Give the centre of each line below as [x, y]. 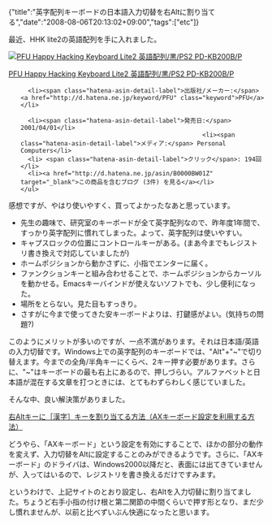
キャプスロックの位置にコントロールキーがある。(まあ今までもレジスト [139, 243]
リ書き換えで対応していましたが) [75, 253]
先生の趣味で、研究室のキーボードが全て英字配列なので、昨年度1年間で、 [142, 223]
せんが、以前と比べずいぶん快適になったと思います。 [125, 512]
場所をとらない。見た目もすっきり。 [80, 304]
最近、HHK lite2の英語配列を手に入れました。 [85, 39]
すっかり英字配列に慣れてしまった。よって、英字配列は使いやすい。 [133, 233]
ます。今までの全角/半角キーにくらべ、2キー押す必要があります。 [132, 362]
